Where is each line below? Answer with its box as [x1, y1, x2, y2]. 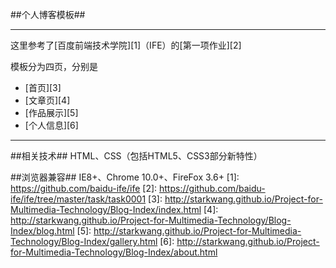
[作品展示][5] [24, 107, 79, 118]
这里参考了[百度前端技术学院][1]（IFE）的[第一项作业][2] [10, 39, 242, 51]
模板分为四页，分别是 [10, 61, 98, 72]
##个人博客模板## [10, 9, 86, 20]
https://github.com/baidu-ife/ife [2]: [10, 183, 158, 194]
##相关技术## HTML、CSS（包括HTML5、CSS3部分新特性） [10, 150, 263, 162]
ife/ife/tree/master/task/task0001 [10, 193, 147, 205]
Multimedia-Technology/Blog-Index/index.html [10, 204, 202, 215]
